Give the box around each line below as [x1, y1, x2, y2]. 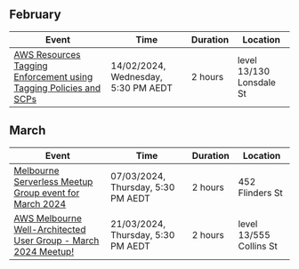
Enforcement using [13, 70, 93, 83]
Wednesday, [110, 70, 163, 83]
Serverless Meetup [13, 175, 93, 187]
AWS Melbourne [13, 212, 83, 225]
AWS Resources [13, 48, 82, 60]
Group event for [13, 186, 80, 199]
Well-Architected [13, 223, 86, 235]
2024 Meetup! [13, 245, 74, 257]
